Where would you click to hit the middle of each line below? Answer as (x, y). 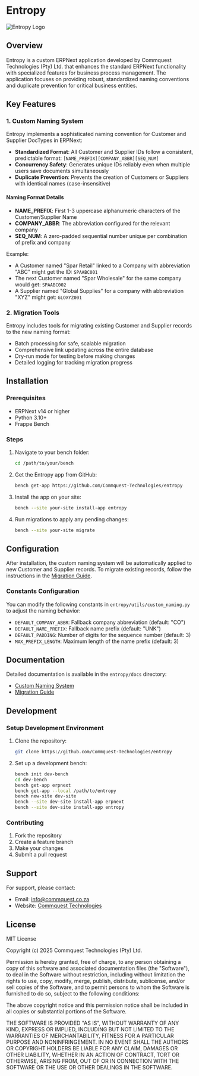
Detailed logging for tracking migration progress (73, 362)
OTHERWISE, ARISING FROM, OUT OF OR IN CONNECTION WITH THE (93, 1061)
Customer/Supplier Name (46, 217)
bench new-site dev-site (45, 796)
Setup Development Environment (55, 728)
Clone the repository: (41, 741)
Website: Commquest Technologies (58, 906)
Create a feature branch (44, 842)
